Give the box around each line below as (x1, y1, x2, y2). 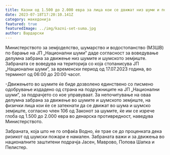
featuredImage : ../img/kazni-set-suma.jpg (5, 26, 96, 31)
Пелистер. (5, 144, 28, 150)
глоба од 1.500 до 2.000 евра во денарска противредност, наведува (5, 113, 153, 119)
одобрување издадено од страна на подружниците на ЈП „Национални (5, 87, 160, 92)
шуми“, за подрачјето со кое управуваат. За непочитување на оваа (5, 92, 151, 98)
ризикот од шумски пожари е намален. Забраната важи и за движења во (5, 134, 165, 139)
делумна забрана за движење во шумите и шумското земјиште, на (5, 97, 151, 103)
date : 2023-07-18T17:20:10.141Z (5, 12, 73, 17)
